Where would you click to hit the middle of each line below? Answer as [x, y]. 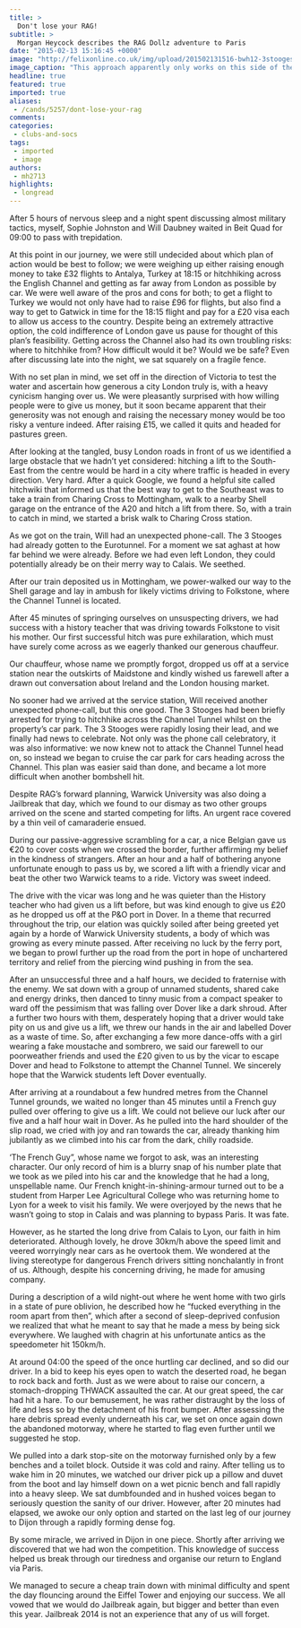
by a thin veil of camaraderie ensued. [78, 823]
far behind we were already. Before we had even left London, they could [142, 554]
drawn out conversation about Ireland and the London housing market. [140, 683]
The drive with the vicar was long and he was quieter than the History [138, 895]
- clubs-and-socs [45, 135]
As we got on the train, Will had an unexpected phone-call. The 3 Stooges [146, 535]
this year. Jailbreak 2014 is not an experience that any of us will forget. [140, 1614]
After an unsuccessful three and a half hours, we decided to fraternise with [148, 979]
